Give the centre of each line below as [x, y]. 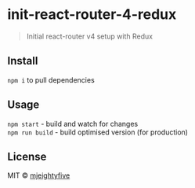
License [27, 156]
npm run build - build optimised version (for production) [98, 132]
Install [23, 61]
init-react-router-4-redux [92, 15]
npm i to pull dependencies [51, 79]
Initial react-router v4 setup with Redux [90, 36]
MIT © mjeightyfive [39, 175]
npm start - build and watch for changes [73, 123]
